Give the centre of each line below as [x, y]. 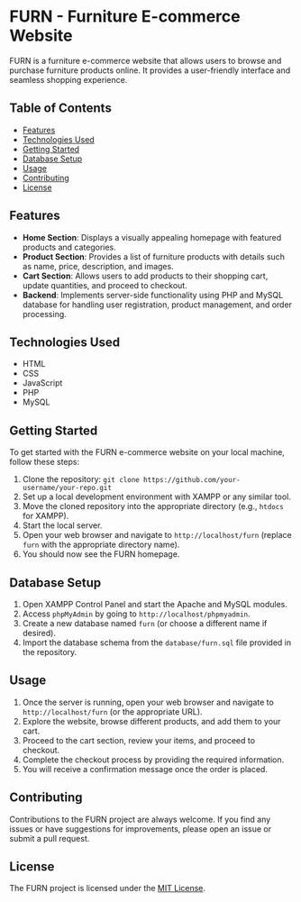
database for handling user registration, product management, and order [157, 305]
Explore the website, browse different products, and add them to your [151, 721]
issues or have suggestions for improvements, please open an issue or [141, 829]
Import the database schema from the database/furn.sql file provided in [157, 642]
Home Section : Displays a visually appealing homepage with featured [152, 237]
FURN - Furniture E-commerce [125, 17]
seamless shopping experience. [68, 79]
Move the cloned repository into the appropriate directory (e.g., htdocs [153, 506]
